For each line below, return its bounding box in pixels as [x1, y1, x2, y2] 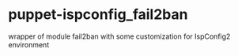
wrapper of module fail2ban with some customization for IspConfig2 [8, 32, 231, 41]
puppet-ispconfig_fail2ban [8, 6, 188, 24]
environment [8, 39, 50, 49]
